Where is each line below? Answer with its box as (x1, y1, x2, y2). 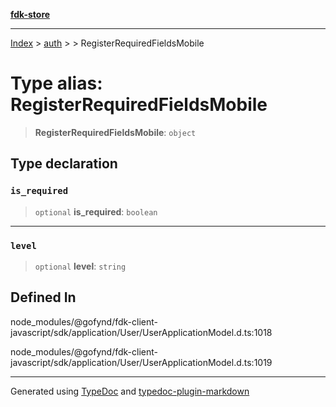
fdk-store (10, 9, 51, 20)
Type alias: (10, 72, 103, 95)
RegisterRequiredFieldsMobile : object (34, 126, 197, 138)
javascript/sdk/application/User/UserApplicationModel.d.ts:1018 (10, 326, 273, 338)
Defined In (10, 289, 77, 306)
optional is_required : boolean (34, 205, 158, 218)
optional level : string (34, 260, 127, 272)
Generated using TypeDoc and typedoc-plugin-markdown (10, 385, 250, 397)
